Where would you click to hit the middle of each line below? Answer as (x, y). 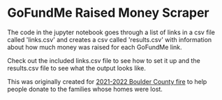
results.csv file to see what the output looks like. (77, 68)
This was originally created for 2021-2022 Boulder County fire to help (107, 81)
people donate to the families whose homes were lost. (85, 89)
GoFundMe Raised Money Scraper (108, 13)
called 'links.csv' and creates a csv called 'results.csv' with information (110, 39)
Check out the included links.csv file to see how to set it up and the (104, 60)
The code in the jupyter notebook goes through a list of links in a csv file (111, 32)
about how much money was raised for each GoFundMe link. (95, 47)
